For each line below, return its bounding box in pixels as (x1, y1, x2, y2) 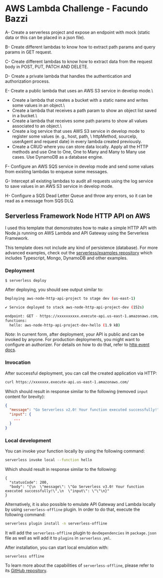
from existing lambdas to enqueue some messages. (5, 168, 108, 174)
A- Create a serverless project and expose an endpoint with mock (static (5, 29, 150, 35)
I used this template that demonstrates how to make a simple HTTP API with (5, 225, 157, 231)
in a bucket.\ (12, 112, 37, 118)
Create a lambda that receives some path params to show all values (12, 118, 148, 124)
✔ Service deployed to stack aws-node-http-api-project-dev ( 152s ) (5, 305, 145, 309)
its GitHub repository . (5, 567, 48, 573)
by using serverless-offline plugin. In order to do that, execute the (5, 506, 140, 512)
